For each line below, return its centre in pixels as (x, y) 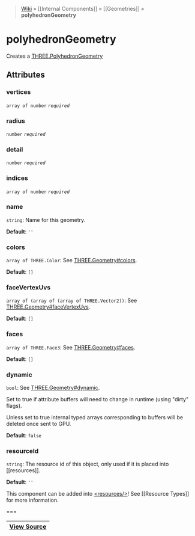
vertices (19, 92)
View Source (28, 527)
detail (15, 149)
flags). (14, 406)
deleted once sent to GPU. (39, 424)
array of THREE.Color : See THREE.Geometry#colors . (72, 260)
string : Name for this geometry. (46, 220)
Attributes (25, 75)
